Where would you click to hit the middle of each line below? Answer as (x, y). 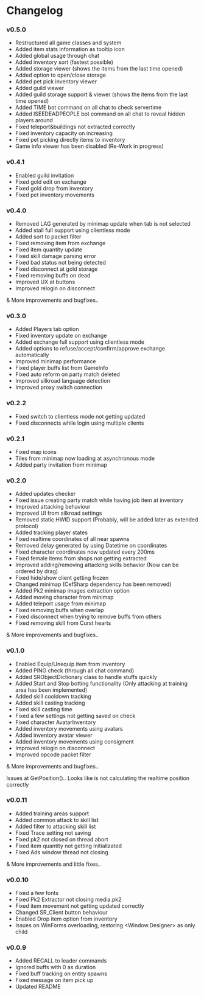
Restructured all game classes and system (68, 43)
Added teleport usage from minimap (61, 604)
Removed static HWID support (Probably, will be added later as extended (107, 520)
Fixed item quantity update (49, 249)
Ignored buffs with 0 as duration (55, 967)
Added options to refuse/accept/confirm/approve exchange (90, 349)
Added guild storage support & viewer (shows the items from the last (101, 94)
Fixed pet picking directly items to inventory (70, 140)
